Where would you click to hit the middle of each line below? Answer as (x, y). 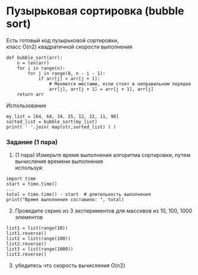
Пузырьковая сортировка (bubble (95, 11)
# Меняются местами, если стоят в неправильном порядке (120, 84)
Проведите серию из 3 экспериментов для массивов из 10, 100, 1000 (103, 211)
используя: (29, 168)
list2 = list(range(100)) (38, 239)
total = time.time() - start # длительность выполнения (79, 195)
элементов (29, 217)
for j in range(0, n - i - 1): (67, 73)
